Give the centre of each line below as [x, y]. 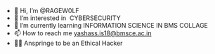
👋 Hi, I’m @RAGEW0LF [46, 11]
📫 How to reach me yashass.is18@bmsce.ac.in [83, 33]
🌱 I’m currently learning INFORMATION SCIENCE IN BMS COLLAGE [111, 25]
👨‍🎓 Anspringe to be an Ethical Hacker [68, 43]
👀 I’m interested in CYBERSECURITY [67, 18]
